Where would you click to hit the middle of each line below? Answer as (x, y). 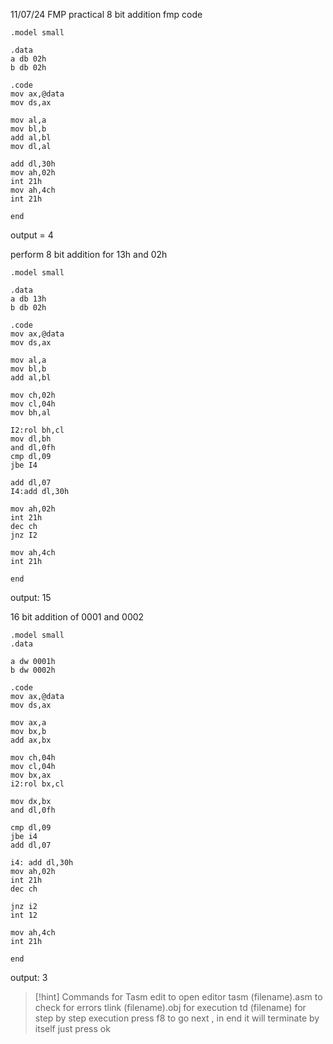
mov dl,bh (31, 439)
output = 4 (32, 235)
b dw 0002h (33, 670)
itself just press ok (72, 1028)
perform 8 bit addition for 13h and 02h (89, 254)
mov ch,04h (33, 758)
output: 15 (31, 597)
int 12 (24, 915)
